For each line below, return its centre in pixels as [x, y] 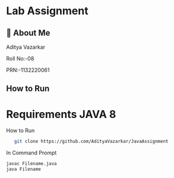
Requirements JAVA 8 [61, 114]
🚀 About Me [28, 33]
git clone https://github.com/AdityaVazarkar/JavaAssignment [91, 142]
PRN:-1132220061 [28, 70]
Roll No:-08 [20, 58]
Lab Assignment [47, 11]
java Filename [24, 169]
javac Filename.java [32, 164]
